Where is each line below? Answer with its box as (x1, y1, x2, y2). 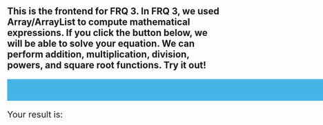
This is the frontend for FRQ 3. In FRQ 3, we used (7, 6, 219, 17)
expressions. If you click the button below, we (7, 27, 208, 39)
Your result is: (7, 109, 63, 120)
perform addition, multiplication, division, (7, 48, 190, 61)
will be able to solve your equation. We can (7, 38, 195, 50)
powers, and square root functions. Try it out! (7, 59, 206, 71)
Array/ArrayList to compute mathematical (7, 17, 190, 28)
